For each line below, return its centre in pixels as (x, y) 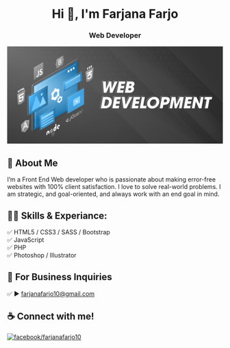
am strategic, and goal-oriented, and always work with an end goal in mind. (113, 194)
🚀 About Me (33, 163)
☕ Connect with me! (51, 317)
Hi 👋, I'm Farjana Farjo (115, 14)
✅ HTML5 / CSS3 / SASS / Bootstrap (59, 232)
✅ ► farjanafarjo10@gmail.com (51, 293)
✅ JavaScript (26, 240)
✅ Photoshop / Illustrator (42, 255)
